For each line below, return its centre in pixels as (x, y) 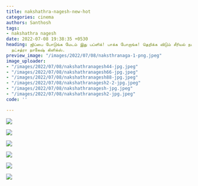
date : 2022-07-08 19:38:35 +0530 (47, 39)
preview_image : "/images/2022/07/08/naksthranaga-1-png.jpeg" (84, 56)
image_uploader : (26, 61)
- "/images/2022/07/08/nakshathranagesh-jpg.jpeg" (70, 89)
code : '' (17, 99)
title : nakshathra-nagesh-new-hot (49, 12)
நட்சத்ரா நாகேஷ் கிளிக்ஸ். (38, 50)
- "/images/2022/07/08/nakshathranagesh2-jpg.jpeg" (71, 94)
